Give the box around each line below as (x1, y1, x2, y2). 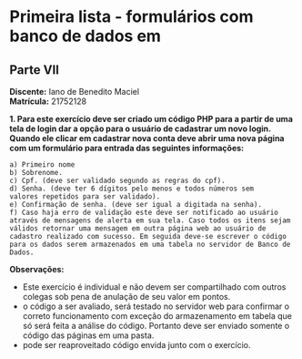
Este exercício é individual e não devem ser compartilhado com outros (22, 282, 287, 292)
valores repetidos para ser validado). (9, 192, 161, 201)
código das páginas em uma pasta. (22, 330, 155, 341)
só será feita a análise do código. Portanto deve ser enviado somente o (22, 321, 290, 331)
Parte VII (9, 62, 59, 77)
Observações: (9, 264, 65, 274)
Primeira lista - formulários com (9, 6, 254, 27)
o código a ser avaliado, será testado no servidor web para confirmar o (22, 301, 289, 312)
